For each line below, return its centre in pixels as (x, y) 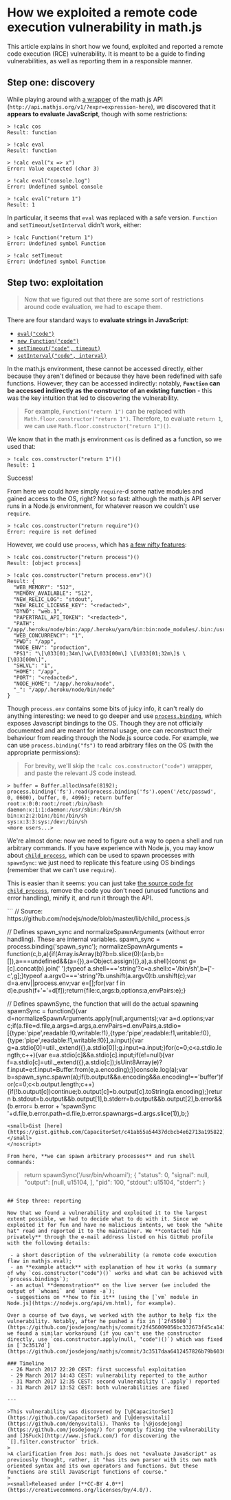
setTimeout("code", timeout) (59, 348)
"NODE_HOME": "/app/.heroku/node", (64, 684)
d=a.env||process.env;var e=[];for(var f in (66, 983)
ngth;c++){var (27, 1055)
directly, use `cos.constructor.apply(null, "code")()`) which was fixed (115, 1339)
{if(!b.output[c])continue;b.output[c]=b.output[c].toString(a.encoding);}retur (115, 1091)
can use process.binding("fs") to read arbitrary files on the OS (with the (110, 745)
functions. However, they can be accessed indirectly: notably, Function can (114, 383)
